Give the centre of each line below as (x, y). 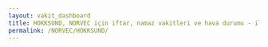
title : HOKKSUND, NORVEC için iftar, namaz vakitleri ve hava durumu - (130, 23)
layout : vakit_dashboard (49, 16)
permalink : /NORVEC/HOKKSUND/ (59, 30)
